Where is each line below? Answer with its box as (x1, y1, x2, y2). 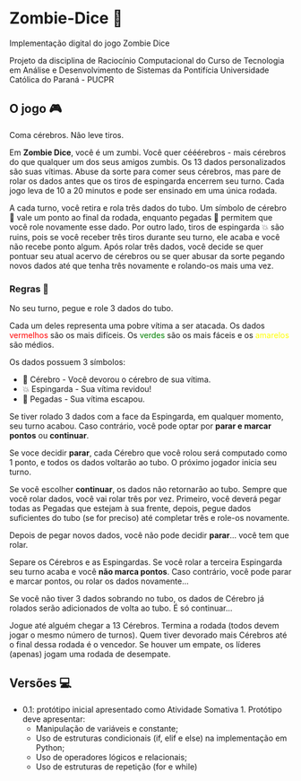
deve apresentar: (21, 713, 86, 725)
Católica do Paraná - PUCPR (9, 74, 115, 84)
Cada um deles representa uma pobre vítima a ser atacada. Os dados (9, 320, 266, 331)
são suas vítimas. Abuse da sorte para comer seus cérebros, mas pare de (9, 166, 281, 177)
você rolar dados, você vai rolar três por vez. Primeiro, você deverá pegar (9, 493, 282, 505)
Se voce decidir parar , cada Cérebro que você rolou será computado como (9, 447, 288, 458)
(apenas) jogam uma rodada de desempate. (9, 649, 171, 660)
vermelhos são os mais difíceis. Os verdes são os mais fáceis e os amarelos (9, 330, 289, 341)
